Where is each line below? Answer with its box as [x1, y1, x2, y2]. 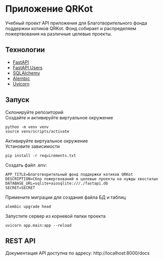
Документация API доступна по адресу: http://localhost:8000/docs [5, 250, 150, 256]
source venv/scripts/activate [5, 128, 70, 134]
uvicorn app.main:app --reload [5, 223, 72, 228]
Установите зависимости [5, 143, 60, 149]
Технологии [5, 45, 45, 54]
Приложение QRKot [5, 3, 93, 15]
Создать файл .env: [5, 162, 47, 168]
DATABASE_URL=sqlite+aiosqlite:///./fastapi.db [5, 180, 108, 186]
